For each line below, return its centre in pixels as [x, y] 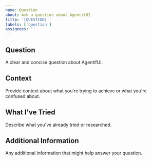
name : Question [22, 10]
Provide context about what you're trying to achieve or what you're [76, 91]
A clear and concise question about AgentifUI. [54, 62]
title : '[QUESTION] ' [28, 19]
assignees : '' [21, 29]
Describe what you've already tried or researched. [59, 125]
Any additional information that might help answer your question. [74, 153]
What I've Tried [30, 113]
